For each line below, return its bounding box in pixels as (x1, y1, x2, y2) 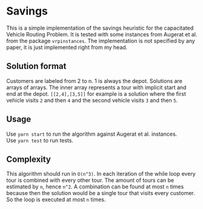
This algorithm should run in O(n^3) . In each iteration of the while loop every (6, 170, 196, 177)
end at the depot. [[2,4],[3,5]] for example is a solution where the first (6, 90, 186, 98)
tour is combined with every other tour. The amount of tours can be (6, 177, 175, 184)
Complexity (6, 154, 52, 164)
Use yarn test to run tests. (6, 136, 74, 144)
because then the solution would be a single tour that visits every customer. (6, 190, 195, 197)
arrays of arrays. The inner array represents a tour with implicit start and (6, 84, 187, 91)
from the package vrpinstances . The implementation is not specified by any (6, 37, 195, 44)
